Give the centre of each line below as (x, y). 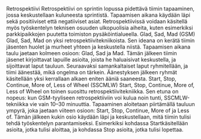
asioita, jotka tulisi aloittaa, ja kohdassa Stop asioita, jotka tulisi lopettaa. (95, 129)
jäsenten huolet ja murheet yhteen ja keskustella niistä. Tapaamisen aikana (98, 47)
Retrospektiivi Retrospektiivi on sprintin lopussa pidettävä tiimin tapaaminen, (100, 9)
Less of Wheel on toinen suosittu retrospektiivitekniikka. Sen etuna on (92, 91)
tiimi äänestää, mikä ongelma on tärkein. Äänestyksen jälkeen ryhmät (92, 72)
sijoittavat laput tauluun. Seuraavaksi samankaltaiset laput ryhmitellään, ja (97, 66)
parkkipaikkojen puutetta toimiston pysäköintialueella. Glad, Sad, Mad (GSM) (101, 34)
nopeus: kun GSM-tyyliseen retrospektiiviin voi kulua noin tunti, (85, 98)
